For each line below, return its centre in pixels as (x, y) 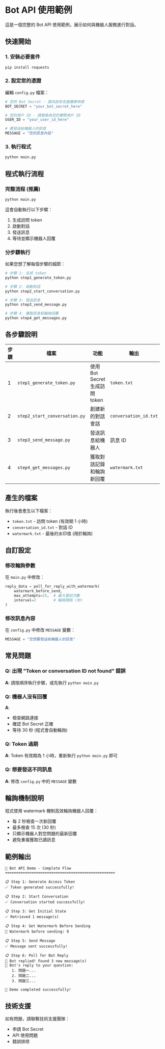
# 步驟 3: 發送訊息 (23, 300)
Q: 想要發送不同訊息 (29, 769)
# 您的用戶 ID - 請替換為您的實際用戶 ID (43, 115)
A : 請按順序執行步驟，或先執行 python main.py (52, 682)
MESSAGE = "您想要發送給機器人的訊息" (40, 639)
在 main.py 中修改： (25, 577)
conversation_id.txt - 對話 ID (42, 527)
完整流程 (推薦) (23, 189)
